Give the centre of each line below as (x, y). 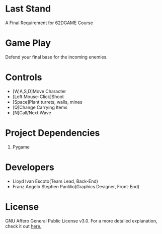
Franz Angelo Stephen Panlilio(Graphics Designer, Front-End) (76, 186)
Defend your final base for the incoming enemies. (57, 57)
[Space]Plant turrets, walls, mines (47, 102)
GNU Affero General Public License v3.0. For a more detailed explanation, (81, 221)
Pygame (21, 147)
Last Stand (28, 9)
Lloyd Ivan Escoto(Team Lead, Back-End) (55, 181)
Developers (30, 167)
